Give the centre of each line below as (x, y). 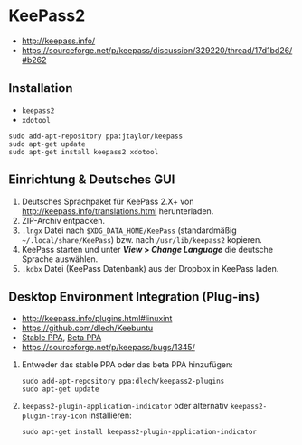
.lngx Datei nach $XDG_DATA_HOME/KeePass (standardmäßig (129, 230)
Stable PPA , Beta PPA (61, 338)
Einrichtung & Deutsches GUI (92, 180)
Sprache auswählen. (60, 259)
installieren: (110, 415)
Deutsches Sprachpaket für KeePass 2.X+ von (108, 201)
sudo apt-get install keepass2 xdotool (84, 152)
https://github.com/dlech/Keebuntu (87, 328)
